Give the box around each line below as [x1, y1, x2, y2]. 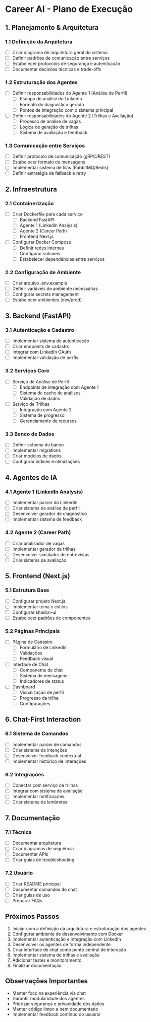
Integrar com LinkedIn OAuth [12, 349, 71, 355]
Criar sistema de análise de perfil [12, 505, 80, 511]
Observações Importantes [5, 977, 88, 985]
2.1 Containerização [5, 200, 54, 207]
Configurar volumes [19, 250, 60, 256]
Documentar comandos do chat [12, 886, 77, 892]
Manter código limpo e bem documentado [12, 1006, 99, 1012]
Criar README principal [12, 880, 61, 887]
